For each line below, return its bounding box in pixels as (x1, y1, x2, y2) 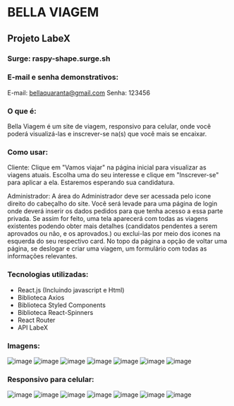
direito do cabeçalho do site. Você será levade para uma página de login (7, 199, 218, 208)
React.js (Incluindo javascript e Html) (17, 285, 125, 294)
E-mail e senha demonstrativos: (7, 72, 118, 82)
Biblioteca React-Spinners (17, 308, 94, 316)
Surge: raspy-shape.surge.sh (7, 54, 111, 64)
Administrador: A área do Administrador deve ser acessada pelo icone (7, 192, 211, 201)
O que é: (7, 106, 37, 116)
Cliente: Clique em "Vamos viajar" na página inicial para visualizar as (7, 163, 207, 172)
